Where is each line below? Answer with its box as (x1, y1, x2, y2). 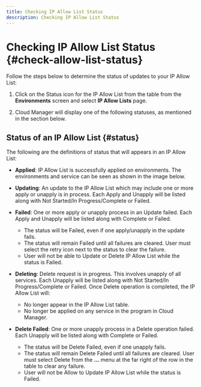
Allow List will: (14, 289, 50, 297)
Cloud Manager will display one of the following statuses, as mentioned (14, 109, 192, 116)
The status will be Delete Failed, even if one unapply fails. (23, 343, 166, 351)
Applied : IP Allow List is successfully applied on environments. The (14, 166, 182, 174)
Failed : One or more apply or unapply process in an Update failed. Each (14, 209, 193, 216)
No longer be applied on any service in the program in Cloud (23, 307, 174, 315)
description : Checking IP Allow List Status (6, 14, 119, 20)
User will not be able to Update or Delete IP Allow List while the (23, 253, 180, 260)
